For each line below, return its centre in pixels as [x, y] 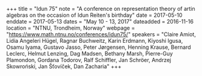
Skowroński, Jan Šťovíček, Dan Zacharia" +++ [64, 66]
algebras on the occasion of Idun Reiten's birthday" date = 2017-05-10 [95, 15]
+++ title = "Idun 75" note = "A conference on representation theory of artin [101, 9]
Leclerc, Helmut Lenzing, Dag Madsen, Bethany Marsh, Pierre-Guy [89, 53]
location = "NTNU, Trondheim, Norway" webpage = [71, 28]
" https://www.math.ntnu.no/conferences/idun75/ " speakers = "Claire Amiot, [101, 34]
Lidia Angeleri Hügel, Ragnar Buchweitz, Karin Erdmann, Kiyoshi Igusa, [95, 41]
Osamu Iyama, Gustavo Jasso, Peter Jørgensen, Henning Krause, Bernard [99, 47]
